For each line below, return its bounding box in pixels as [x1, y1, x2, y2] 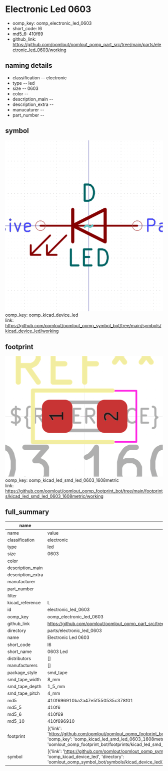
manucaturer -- [12, 106, 44, 112]
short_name [7, 649, 32, 655]
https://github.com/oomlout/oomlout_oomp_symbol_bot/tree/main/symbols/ [5, 323, 161, 329]
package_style [7, 669, 37, 676]
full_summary [5, 508, 49, 517]
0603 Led [47, 649, 68, 655]
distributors [7, 656, 31, 662]
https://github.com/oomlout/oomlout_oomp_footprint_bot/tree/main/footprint [5, 488, 163, 494]
